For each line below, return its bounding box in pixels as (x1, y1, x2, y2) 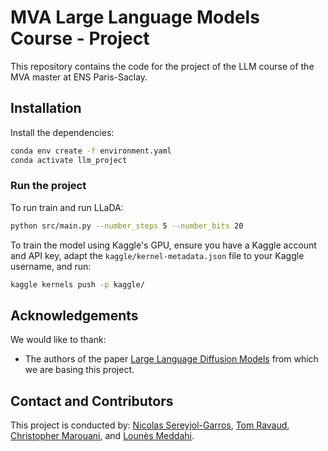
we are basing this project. (24, 364, 135, 376)
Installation (10, 100, 82, 117)
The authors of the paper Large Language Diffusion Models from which (24, 353, 319, 365)
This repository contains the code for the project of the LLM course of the (10, 60, 315, 72)
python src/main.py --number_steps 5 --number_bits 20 (10, 221, 244, 231)
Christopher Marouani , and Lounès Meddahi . (10, 430, 195, 442)
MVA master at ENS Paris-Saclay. (10, 71, 148, 83)
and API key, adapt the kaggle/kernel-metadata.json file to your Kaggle (10, 249, 305, 261)
